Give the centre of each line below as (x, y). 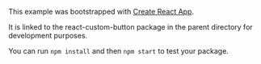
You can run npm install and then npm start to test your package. (118, 51)
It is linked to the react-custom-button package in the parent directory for (130, 27)
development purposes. (48, 36)
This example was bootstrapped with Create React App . (101, 12)
